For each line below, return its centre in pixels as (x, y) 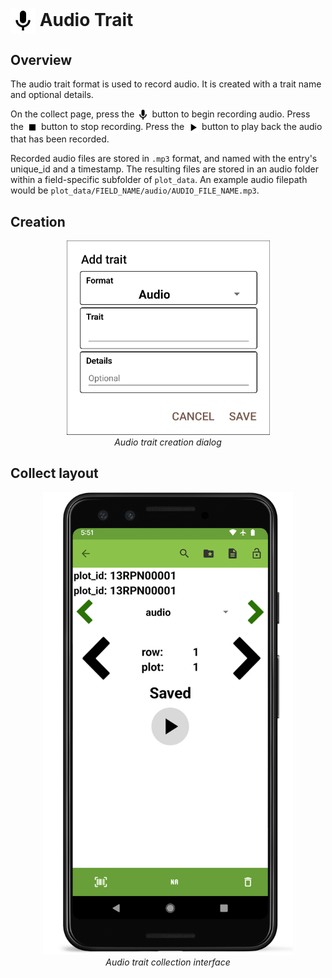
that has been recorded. (60, 139)
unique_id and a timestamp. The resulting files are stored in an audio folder (164, 169)
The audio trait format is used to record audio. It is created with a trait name (166, 84)
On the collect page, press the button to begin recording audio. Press (160, 114)
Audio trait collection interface (168, 962)
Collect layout (54, 473)
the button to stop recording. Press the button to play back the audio (166, 127)
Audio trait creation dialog (168, 442)
